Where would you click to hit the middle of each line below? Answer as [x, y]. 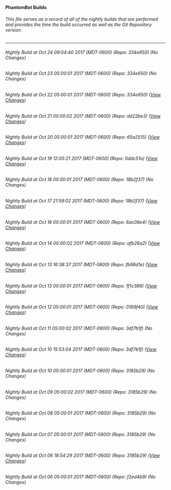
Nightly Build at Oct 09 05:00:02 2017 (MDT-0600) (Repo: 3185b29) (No [81, 392]
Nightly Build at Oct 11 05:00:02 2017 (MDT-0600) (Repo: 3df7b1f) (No [79, 328]
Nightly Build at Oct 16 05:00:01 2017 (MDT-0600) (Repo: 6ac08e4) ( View [83, 222]
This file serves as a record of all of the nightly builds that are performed [82, 19]
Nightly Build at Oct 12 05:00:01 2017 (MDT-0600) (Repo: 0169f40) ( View [82, 307]
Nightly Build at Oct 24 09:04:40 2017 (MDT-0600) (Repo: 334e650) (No [82, 52]
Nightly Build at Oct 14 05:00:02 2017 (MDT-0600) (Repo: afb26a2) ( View [83, 243]
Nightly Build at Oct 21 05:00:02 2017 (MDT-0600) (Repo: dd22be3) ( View [83, 116]
